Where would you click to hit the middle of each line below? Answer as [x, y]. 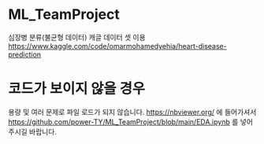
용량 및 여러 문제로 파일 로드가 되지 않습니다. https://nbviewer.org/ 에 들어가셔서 [132, 112]
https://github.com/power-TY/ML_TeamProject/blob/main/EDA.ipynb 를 [123, 122]
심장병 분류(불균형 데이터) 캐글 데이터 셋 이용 [77, 37]
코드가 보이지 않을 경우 [77, 89]
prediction [25, 54]
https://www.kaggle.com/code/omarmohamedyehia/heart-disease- [117, 46]
